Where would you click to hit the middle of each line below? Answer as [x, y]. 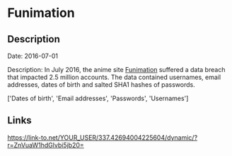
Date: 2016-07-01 [33, 56]
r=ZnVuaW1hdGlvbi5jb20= [46, 145]
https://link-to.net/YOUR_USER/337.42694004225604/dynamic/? [103, 137]
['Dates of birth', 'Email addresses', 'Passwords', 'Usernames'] [98, 98]
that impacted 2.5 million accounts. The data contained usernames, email [114, 77]
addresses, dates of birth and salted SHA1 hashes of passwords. [101, 85]
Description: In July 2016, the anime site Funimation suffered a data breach [116, 70]
